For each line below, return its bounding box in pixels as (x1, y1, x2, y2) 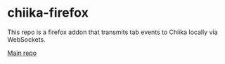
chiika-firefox (7, 5, 89, 21)
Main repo (7, 49, 37, 57)
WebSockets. (7, 35, 46, 43)
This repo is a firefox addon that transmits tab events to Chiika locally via (7, 28, 218, 36)
